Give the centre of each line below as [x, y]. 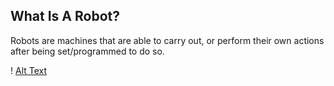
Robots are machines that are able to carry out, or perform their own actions [167, 40]
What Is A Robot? [65, 16]
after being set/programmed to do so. [87, 51]
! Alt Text [29, 70]
